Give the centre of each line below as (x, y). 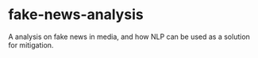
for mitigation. (31, 44)
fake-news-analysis (76, 15)
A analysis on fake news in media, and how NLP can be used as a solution (129, 37)
